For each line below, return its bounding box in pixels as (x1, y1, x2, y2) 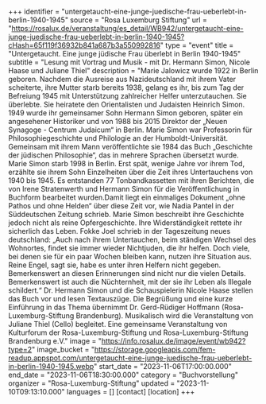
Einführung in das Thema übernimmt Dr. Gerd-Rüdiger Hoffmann (8, 302, 220, 312)
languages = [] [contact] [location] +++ (66, 387, 195, 396)
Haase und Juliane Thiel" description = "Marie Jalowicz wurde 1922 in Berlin (8, 66, 259, 75)
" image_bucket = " (31, 345, 95, 354)
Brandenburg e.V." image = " (8, 336, 102, 345)
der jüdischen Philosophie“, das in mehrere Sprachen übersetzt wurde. (8, 150, 240, 160)
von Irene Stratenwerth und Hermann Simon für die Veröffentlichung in (8, 185, 240, 193)
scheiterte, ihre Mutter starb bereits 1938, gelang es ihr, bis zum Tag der (8, 83, 245, 92)
